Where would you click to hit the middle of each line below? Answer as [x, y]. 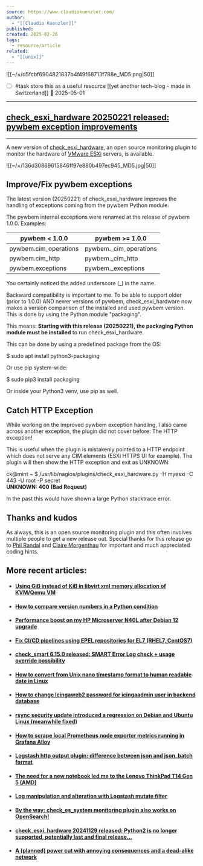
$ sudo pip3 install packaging [43, 380]
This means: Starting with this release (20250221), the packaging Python [100, 326]
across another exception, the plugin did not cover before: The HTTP [92, 431]
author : [16, 18]
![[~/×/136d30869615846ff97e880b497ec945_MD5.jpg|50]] [81, 165]
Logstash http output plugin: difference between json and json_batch [104, 756]
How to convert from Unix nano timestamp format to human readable [103, 674]
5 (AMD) [26, 782]
